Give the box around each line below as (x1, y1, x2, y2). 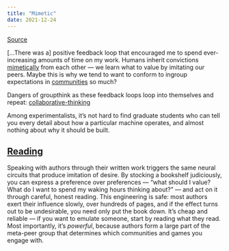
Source (7, 35, 27, 43)
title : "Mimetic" (7, 10, 57, 17)
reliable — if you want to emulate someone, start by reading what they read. (7, 215, 221, 223)
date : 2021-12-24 (7, 16, 57, 23)
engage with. (7, 237, 44, 245)
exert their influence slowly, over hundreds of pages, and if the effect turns (7, 200, 219, 209)
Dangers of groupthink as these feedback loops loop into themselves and (7, 90, 214, 99)
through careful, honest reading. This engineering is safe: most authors (7, 193, 208, 201)
